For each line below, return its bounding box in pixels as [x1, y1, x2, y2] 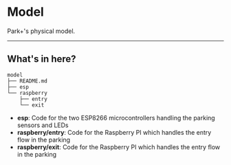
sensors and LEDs [16, 121, 69, 129]
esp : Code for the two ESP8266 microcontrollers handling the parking [16, 113, 215, 122]
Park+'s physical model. [7, 27, 76, 35]
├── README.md [7, 77, 48, 85]
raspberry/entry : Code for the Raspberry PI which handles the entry [16, 128, 212, 136]
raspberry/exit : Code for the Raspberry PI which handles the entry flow [16, 142, 221, 151]
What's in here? [7, 53, 77, 65]
